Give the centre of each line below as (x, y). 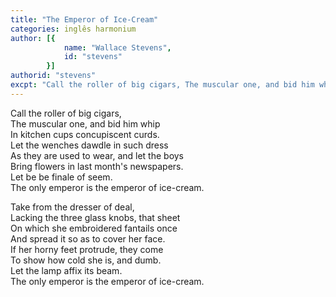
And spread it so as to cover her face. (88, 238)
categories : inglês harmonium (73, 29)
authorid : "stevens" (53, 76)
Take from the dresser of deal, (72, 207)
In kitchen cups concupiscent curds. (85, 134)
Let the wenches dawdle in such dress (89, 145)
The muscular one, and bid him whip (85, 123)
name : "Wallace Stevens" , (117, 47)
